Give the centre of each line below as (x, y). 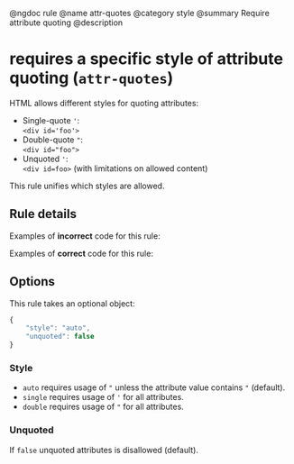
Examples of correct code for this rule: (81, 253)
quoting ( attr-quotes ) (92, 78)
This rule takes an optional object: (72, 303)
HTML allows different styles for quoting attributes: (104, 103)
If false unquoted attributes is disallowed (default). (104, 450)
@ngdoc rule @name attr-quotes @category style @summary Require (140, 13)
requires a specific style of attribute (147, 59)
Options (32, 282)
